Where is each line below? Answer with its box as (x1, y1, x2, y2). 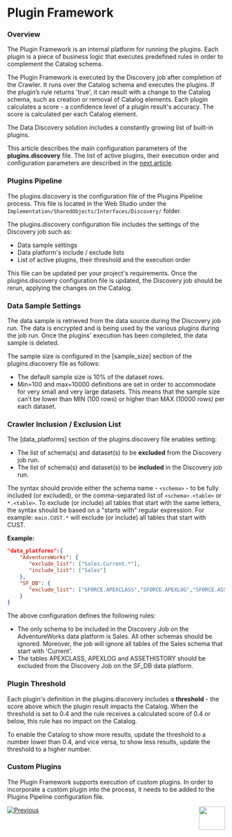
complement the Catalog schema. (7, 60, 104, 68)
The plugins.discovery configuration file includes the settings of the (7, 220, 200, 228)
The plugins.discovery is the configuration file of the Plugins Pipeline (7, 192, 203, 200)
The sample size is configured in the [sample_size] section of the (7, 352, 192, 360)
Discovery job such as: (7, 227, 72, 236)
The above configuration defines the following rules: (7, 611, 156, 620)
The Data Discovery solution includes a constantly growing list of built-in (7, 123, 214, 132)
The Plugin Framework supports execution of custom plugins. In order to (7, 778, 213, 786)
